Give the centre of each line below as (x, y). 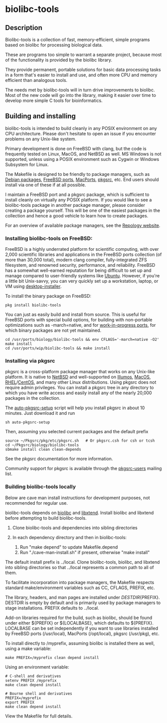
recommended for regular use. (37, 503)
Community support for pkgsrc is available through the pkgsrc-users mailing (83, 469)
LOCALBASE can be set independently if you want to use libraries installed (82, 628)
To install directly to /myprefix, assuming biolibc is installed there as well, (80, 643)
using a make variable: (28, 649)
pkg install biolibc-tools (33, 305)
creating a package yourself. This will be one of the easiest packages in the (83, 210)
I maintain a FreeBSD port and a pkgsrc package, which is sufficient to (77, 194)
